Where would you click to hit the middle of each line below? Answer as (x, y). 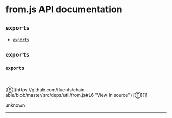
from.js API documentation (64, 9)
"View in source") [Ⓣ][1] (121, 95)
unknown (15, 105)
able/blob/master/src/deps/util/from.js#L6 (50, 95)
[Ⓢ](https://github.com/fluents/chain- (46, 90)
